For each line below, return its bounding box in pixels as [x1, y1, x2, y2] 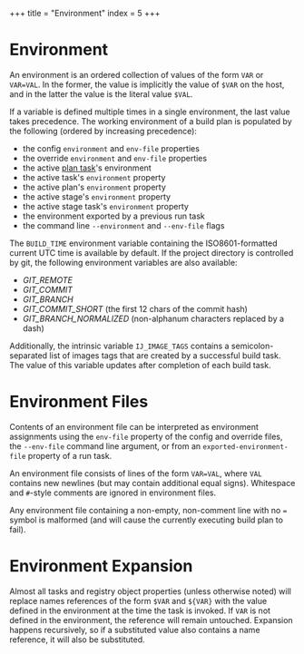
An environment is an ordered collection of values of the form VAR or [9, 69, 264, 80]
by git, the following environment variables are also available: [9, 257, 238, 268]
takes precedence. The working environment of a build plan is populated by [9, 115, 292, 126]
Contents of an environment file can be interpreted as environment [9, 421, 259, 432]
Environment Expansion [9, 556, 193, 577]
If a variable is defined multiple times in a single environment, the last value [9, 106, 290, 117]
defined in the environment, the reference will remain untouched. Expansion [9, 614, 293, 625]
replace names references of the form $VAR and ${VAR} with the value [9, 595, 268, 606]
